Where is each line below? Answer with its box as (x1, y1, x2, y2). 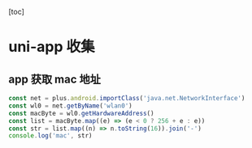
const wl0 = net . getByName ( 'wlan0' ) (8, 101, 133, 110)
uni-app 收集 (8, 38, 95, 56)
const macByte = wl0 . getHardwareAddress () (8, 109, 154, 117)
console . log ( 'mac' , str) (8, 132, 93, 140)
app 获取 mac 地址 (8, 72, 102, 86)
